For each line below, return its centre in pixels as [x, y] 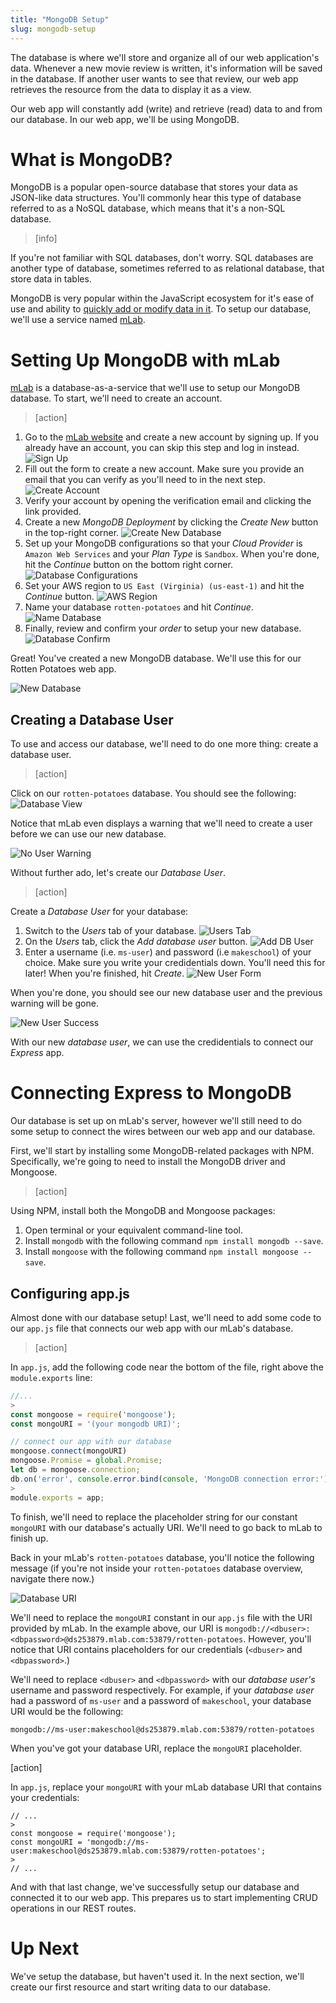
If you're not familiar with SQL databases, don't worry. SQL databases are [162, 258]
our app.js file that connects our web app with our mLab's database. [152, 1328]
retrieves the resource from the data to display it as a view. [131, 89]
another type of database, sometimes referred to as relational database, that [167, 268]
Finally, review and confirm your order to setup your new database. [163, 628]
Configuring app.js [70, 1293]
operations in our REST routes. [73, 1908]
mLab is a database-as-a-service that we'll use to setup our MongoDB [155, 388]
